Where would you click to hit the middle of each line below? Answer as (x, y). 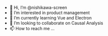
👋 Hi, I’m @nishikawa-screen (38, 8)
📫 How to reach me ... (32, 28)
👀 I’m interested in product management (50, 13)
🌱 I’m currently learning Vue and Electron (51, 18)
